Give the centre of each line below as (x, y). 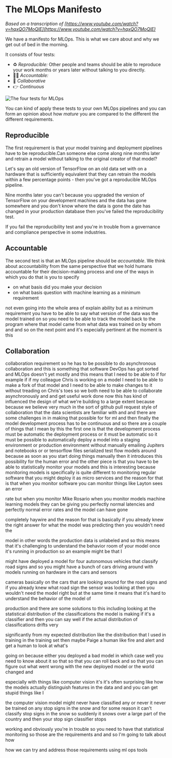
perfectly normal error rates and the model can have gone (67, 510)
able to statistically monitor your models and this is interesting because (80, 467)
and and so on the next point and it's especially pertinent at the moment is (84, 329)
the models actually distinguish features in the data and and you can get (82, 687)
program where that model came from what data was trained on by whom (83, 324)
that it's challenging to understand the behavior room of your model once (83, 546)
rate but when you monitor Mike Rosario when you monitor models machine (85, 499)
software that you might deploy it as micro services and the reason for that (84, 478)
